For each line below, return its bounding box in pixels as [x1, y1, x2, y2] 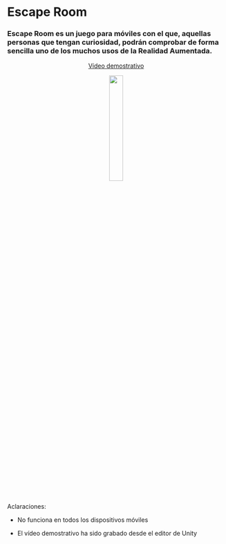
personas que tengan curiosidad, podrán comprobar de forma [7, 37, 219, 47]
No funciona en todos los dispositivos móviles [17, 516, 149, 524]
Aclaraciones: [7, 503, 46, 511]
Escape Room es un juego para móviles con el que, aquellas [7, 29, 211, 39]
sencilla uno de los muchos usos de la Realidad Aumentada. [7, 46, 213, 56]
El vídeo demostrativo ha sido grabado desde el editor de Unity [17, 529, 198, 538]
